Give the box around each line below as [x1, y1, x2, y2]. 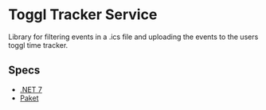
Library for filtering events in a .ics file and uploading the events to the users [8, 32, 259, 41]
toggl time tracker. [8, 40, 68, 49]
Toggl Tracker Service [8, 6, 158, 24]
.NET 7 [19, 84, 42, 94]
